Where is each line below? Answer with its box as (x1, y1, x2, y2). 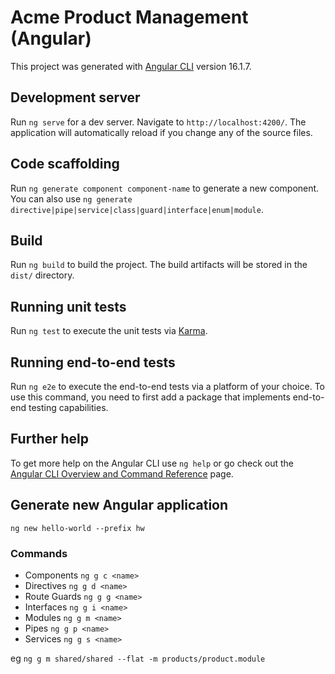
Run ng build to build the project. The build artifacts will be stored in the (10, 259, 308, 271)
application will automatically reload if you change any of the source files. (10, 126, 313, 138)
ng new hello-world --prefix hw (10, 523, 145, 533)
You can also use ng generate (10, 192, 133, 205)
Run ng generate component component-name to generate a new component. (10, 182, 320, 194)
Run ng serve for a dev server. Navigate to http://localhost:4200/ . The (10, 116, 307, 128)
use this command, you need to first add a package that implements (10, 391, 291, 403)
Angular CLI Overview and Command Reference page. (10, 467, 234, 480)
